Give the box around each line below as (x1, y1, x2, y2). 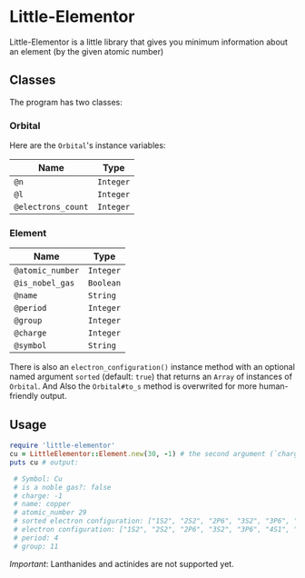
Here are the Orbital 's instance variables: (9, 140, 166, 151)
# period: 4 (13, 533, 59, 543)
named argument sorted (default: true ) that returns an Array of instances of (9, 371, 293, 383)
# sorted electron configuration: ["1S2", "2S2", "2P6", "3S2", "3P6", (13, 516, 290, 526)
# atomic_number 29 (13, 508, 88, 517)
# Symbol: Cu (13, 474, 64, 483)
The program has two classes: (9, 96, 123, 107)
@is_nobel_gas (14, 278, 75, 288)
